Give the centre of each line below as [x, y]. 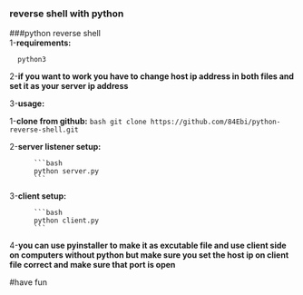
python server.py [66, 172]
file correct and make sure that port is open [93, 265]
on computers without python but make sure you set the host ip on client [149, 255]
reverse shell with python [67, 14]
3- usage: [27, 103]
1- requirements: [40, 43]
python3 [32, 60]
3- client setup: [38, 196]
